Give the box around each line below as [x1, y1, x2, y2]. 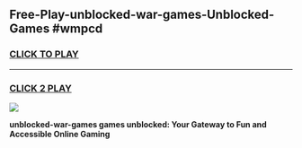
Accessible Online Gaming [9, 128, 111, 139]
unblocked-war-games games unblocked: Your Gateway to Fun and [9, 118, 267, 129]
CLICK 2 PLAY [9, 82, 72, 94]
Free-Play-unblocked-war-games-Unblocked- [9, 7, 275, 22]
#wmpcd [52, 22, 103, 37]
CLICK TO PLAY [9, 48, 79, 61]
